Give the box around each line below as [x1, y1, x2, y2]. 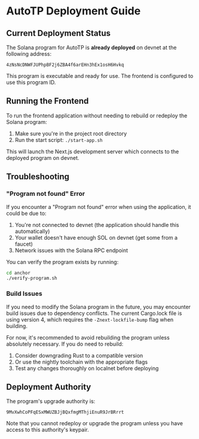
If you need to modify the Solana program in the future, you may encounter [6, 303, 191, 310]
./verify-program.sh [6, 275, 58, 281]
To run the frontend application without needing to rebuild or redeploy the [6, 112, 188, 119]
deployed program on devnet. [6, 154, 79, 161]
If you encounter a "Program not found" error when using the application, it [6, 203, 191, 210]
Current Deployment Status [6, 28, 111, 38]
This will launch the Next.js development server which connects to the [6, 148, 179, 155]
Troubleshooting [6, 172, 70, 182]
